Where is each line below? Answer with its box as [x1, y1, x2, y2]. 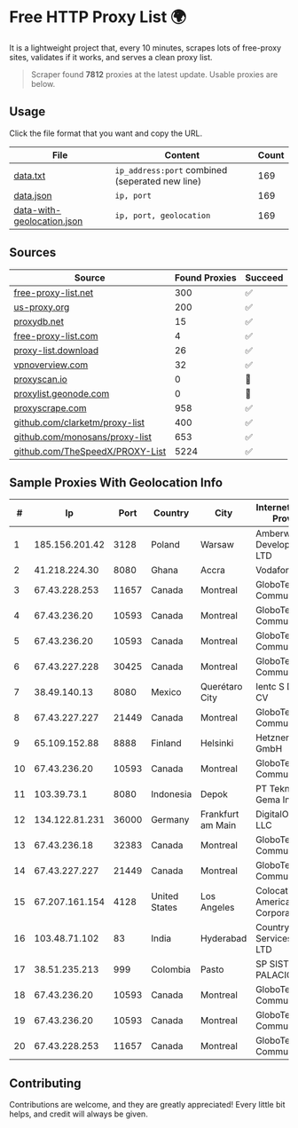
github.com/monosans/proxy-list [13, 430, 153, 443]
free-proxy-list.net [13, 286, 94, 298]
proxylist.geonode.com [13, 387, 110, 399]
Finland [150, 738, 182, 750]
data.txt [13, 170, 46, 182]
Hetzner [255, 731, 290, 744]
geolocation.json [13, 215, 83, 227]
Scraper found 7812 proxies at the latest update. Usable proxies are [30, 68, 278, 80]
